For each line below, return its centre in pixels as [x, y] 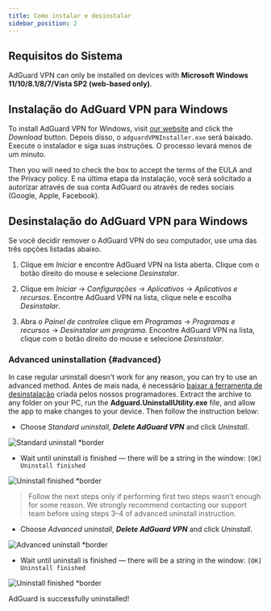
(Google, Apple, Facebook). [54, 196]
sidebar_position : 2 [43, 23]
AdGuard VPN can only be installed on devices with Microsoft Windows [128, 75]
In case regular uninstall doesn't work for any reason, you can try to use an [133, 377]
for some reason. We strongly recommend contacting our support [138, 505]
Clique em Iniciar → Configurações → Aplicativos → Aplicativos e [129, 289]
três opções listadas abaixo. [55, 249]
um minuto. [27, 155]
